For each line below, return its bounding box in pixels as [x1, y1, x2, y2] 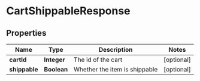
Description [98, 46, 133, 54]
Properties [6, 28, 47, 38]
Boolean [44, 66, 68, 73]
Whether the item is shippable [74, 66, 158, 73]
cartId [9, 55, 27, 64]
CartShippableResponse [6, 4, 131, 18]
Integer [44, 55, 65, 64]
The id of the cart [74, 55, 123, 64]
